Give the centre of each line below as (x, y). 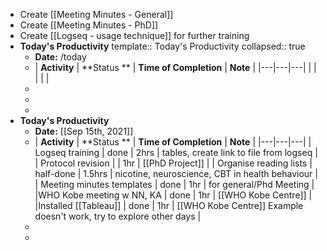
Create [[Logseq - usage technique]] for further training (134, 35)
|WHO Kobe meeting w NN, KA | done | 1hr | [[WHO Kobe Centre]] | (173, 195)
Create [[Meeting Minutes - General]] (96, 14)
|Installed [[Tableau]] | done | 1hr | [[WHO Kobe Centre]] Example (169, 205)
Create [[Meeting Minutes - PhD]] (89, 25)
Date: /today (60, 57)
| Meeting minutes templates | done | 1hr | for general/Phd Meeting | (174, 184)
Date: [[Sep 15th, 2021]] (84, 131)
